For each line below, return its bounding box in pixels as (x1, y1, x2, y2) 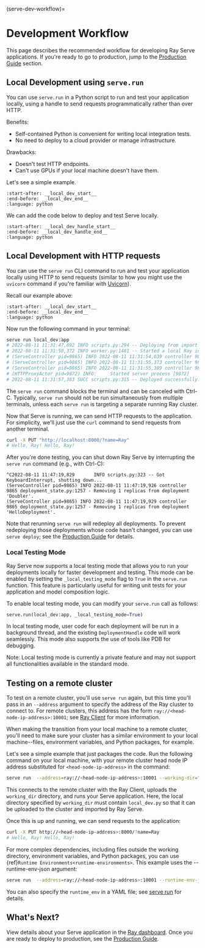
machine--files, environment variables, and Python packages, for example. (6, 738, 195, 746)
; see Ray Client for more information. (66, 714, 160, 721)
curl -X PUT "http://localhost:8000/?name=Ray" (6, 437, 130, 443)
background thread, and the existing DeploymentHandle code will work (6, 629, 181, 636)
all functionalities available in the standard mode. (6, 660, 129, 667)
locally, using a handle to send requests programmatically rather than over (6, 100, 193, 107)
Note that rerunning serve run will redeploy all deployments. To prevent (6, 520, 186, 527)
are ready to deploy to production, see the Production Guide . (6, 935, 159, 942)
